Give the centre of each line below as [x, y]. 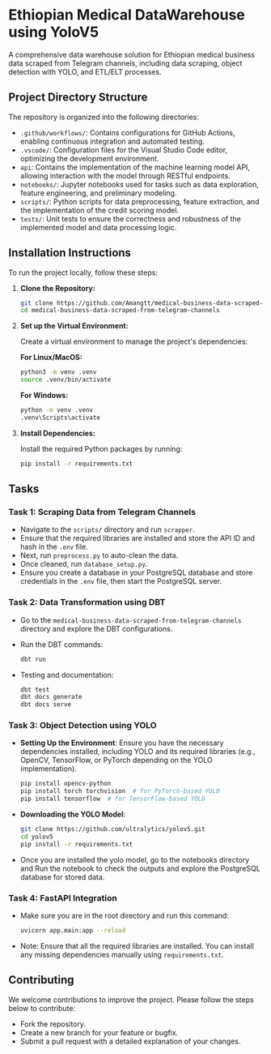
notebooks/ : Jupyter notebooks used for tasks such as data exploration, [139, 184]
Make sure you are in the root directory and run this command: [124, 916]
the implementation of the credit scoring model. [100, 210]
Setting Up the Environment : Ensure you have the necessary [122, 743]
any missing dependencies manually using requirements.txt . [122, 954]
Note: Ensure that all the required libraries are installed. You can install [137, 945]
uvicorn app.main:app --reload [73, 931]
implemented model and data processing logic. [98, 227]
